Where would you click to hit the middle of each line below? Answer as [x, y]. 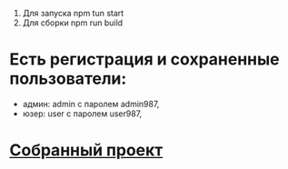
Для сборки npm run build [73, 23]
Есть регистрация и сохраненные [144, 60]
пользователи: [68, 79]
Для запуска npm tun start [73, 13]
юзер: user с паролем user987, [82, 114]
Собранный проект [86, 150]
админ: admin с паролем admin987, [91, 104]
